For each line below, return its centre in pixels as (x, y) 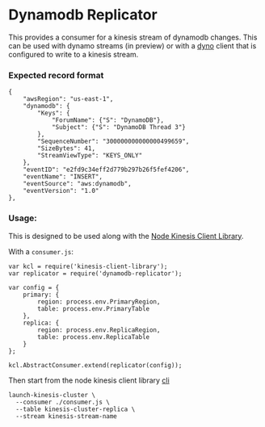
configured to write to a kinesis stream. (74, 54)
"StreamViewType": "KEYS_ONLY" (90, 156)
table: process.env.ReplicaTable (94, 337)
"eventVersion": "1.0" (61, 191)
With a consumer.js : (41, 251)
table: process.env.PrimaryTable (94, 308)
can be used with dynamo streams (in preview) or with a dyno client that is (132, 45)
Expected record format (56, 75)
